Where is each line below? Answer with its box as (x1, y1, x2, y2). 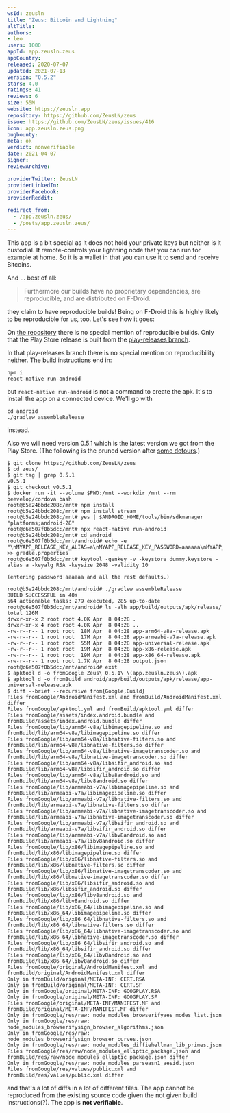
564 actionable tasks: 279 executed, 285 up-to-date (7, 597, 161, 604)
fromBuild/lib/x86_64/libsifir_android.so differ (7, 946, 152, 953)
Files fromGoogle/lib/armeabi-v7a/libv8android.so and (7, 831, 167, 839)
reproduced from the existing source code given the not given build (7, 1091, 198, 1099)
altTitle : (7, 23, 36, 29)
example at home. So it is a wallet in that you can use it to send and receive (7, 253, 219, 261)
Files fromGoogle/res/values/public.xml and (7, 1066, 136, 1073)
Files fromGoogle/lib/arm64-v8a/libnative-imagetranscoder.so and (7, 747, 201, 754)
